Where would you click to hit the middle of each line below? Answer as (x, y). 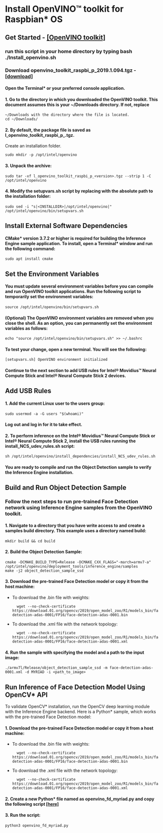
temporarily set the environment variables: (49, 297)
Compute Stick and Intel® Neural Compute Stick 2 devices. (66, 376)
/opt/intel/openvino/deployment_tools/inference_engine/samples (72, 566)
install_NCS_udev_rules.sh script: (40, 446)
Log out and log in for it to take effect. (44, 425)
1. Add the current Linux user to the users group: (55, 403)
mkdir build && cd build (30, 541)
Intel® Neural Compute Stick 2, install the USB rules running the (71, 441)
